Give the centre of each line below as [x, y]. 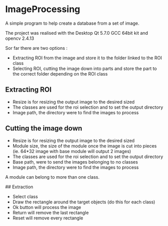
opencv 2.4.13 [20, 38]
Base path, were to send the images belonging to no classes [75, 162]
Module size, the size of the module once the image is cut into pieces [85, 146]
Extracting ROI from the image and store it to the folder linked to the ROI [87, 58]
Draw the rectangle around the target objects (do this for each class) [84, 202]
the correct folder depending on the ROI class [60, 73]
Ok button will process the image [47, 207]
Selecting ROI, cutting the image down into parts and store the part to [85, 68]
